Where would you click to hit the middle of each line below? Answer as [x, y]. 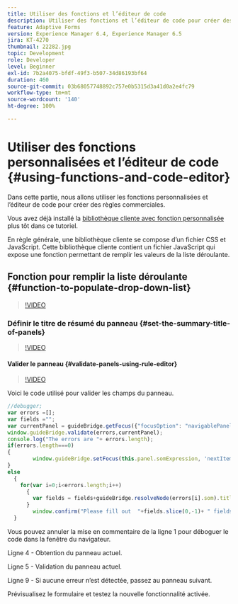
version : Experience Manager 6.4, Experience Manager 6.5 [95, 34]
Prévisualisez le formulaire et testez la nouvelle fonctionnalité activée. [109, 594]
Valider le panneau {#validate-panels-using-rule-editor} [92, 364]
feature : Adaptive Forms [44, 27]
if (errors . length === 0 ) [41, 446]
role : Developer [31, 60]
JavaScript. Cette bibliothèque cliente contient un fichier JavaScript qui [112, 247]
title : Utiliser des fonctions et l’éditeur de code [87, 14]
